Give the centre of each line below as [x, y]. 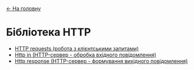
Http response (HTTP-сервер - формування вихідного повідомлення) [101, 61]
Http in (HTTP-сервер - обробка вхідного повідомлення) [86, 55]
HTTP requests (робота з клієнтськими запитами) [77, 48]
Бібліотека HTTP [48, 32]
